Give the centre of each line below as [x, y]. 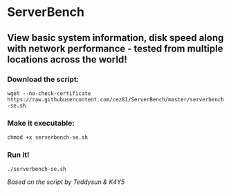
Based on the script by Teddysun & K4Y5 [66, 182]
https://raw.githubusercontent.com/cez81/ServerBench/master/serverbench [116, 99]
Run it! [18, 155]
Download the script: [43, 79]
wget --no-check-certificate [49, 93]
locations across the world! [67, 59]
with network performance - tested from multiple [115, 48]
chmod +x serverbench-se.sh [48, 137]
